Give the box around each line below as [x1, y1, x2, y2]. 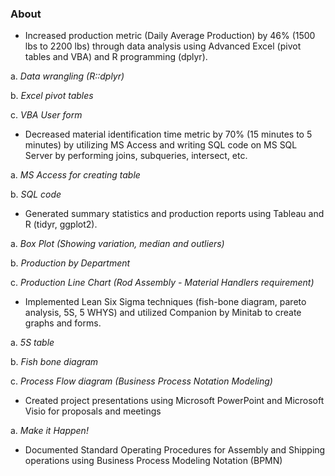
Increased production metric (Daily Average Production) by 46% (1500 [24, 30, 316, 42]
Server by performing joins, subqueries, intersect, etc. [24, 150, 248, 162]
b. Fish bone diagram [10, 356, 99, 368]
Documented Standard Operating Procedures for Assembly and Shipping [24, 444, 326, 456]
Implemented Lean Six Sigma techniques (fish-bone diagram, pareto [24, 296, 307, 308]
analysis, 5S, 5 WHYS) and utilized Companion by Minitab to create [24, 307, 302, 319]
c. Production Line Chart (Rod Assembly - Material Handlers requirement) [10, 277, 315, 289]
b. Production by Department [10, 257, 131, 269]
